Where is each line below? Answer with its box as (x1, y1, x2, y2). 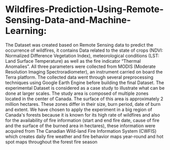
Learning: (5, 25, 47, 36)
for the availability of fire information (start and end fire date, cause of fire (5, 117, 160, 123)
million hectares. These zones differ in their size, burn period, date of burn (5, 101, 161, 107)
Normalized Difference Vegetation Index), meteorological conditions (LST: (5, 52, 160, 59)
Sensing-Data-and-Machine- (5, 14, 131, 26)
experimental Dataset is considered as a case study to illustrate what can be (5, 85, 165, 91)
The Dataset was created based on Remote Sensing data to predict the (5, 42, 154, 48)
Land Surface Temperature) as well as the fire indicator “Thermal (5, 58, 141, 64)
